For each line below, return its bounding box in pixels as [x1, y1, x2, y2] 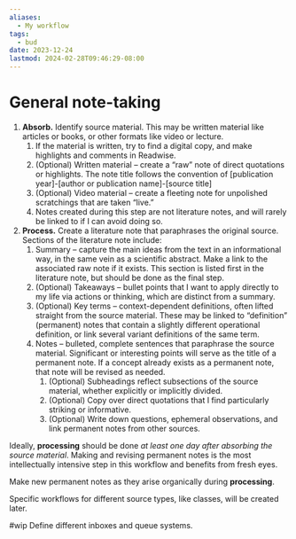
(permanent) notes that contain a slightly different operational [35, 319, 261, 330]
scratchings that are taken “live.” [35, 197, 155, 207]
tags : [9, 29, 29, 38]
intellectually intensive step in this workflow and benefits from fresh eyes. [9, 458, 278, 470]
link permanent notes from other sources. [48, 423, 201, 434]
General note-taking [9, 92, 161, 113]
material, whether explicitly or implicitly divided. [48, 385, 223, 395]
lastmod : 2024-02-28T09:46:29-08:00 [9, 54, 144, 63]
